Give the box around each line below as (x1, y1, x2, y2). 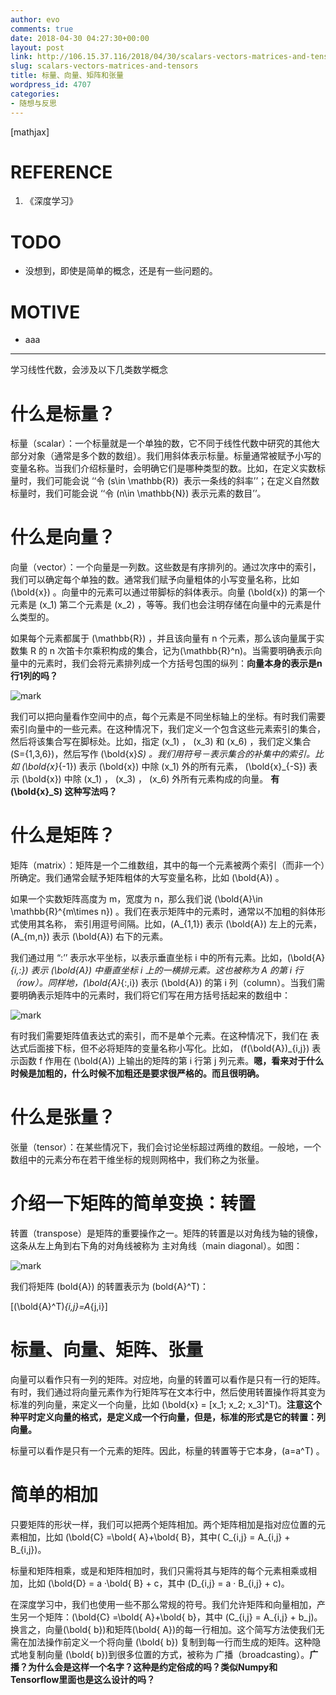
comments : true (10, 24, 74, 34)
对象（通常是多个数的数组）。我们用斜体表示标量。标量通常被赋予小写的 (27, 450, 322, 462)
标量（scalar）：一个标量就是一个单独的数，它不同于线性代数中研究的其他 (10, 437, 312, 450)
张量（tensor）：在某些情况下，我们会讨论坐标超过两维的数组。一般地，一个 (10, 1141, 322, 1153)
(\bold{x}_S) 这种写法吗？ (10, 786, 118, 798)
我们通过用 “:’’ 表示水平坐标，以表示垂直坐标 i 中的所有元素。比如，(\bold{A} (10, 952, 326, 964)
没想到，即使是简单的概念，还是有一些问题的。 (24, 265, 218, 277)
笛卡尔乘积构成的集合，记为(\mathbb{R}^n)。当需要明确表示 (66, 645, 314, 657)
